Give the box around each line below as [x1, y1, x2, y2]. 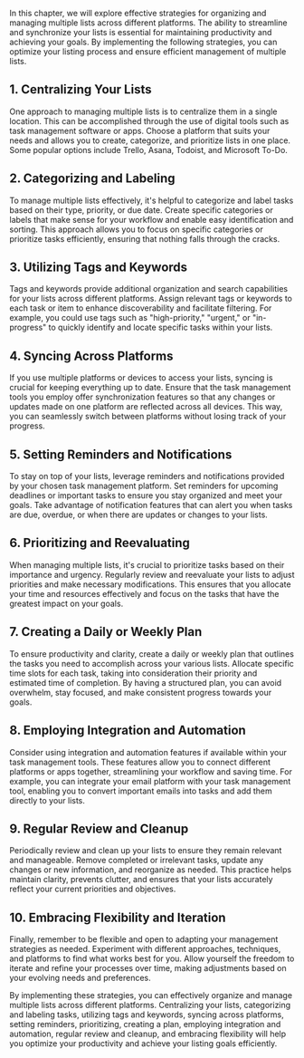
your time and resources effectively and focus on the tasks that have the [9, 588, 280, 599]
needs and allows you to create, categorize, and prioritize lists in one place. [9, 135, 291, 146]
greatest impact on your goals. [9, 598, 124, 609]
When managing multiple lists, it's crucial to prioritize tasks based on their [9, 559, 285, 570]
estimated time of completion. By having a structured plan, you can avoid [9, 677, 282, 688]
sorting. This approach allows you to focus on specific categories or [9, 224, 264, 235]
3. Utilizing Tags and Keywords [9, 260, 188, 275]
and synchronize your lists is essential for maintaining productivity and [9, 27, 272, 37]
